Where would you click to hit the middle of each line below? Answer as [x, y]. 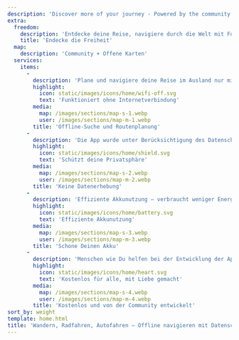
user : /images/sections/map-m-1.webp [95, 120]
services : [28, 61]
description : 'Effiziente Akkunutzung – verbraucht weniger [124, 200]
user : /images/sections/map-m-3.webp [95, 239]
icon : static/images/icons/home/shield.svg [105, 153]
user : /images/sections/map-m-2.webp [95, 180]
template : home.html [38, 319]
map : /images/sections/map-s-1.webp [93, 113]
